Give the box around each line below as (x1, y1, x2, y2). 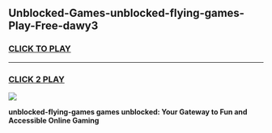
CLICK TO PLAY (8, 44, 71, 55)
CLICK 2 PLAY (8, 73, 65, 85)
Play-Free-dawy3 (8, 19, 99, 33)
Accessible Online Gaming (8, 115, 100, 125)
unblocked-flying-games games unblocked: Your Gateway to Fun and (8, 106, 248, 116)
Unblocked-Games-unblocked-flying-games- (8, 6, 245, 20)
